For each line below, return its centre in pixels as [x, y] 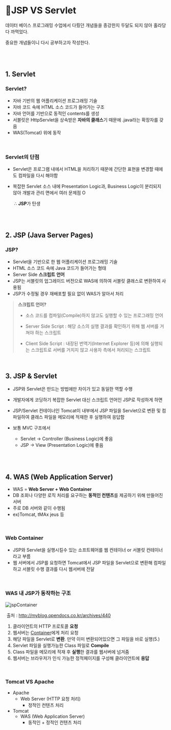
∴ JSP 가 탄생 [27, 203]
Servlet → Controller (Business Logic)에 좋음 [67, 439]
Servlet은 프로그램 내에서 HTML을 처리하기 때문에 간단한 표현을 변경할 [83, 169]
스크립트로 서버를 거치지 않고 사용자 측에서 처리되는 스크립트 [91, 350]
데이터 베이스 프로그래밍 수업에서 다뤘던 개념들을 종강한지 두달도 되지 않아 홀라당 [86, 25]
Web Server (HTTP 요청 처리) [50, 699]
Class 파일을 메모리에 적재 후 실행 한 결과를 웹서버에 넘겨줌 [71, 652]
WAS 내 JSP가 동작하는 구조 [38, 594]
